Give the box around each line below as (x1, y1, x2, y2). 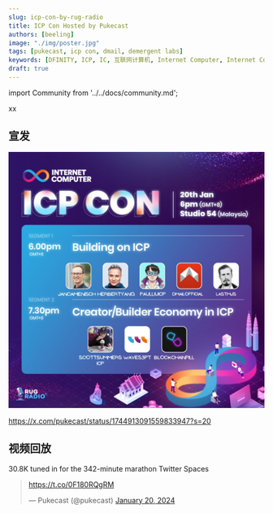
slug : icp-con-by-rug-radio (8, 13, 104, 21)
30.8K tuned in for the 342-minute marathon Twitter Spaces (8, 463, 210, 473)
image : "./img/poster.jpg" (8, 39, 100, 47)
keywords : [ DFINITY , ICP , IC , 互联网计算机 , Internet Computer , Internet (8, 56, 256, 64)
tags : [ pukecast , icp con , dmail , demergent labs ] (8, 47, 184, 56)
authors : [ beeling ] (8, 30, 75, 38)
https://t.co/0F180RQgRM (28, 480, 115, 489)
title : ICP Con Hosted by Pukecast (8, 21, 129, 30)
